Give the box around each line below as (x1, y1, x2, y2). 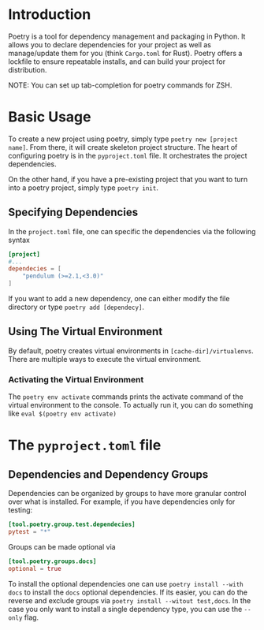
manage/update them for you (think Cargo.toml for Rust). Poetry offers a (8, 48, 243, 58)
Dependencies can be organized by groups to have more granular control (8, 489, 247, 498)
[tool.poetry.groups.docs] (8, 557, 97, 565)
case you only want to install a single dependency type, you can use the (8, 604, 243, 613)
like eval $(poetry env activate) (8, 408, 117, 419)
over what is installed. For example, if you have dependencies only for (8, 497, 236, 506)
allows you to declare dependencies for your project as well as (8, 39, 211, 49)
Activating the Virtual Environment (8, 374, 144, 385)
